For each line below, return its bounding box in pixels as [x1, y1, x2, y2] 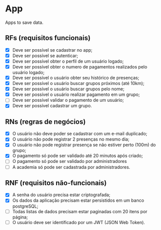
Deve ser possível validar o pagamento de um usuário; [12, 97, 124, 103]
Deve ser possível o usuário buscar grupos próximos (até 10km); [12, 80, 145, 86]
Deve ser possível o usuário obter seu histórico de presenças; [12, 75, 140, 80]
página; [12, 214, 28, 220]
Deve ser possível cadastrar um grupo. [12, 103, 92, 109]
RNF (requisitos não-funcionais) [5, 178, 107, 187]
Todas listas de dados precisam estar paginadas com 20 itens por [12, 208, 148, 214]
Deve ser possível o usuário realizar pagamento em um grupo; [12, 91, 140, 97]
